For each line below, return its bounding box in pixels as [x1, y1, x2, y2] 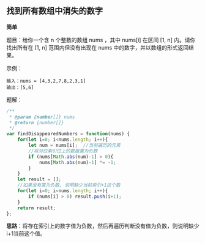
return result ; [17, 204, 56, 211]
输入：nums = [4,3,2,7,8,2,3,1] [6, 78, 86, 84]
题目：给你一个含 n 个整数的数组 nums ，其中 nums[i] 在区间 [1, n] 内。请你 [6, 36, 196, 43]
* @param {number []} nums [9, 114, 75, 120]
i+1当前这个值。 [6, 230, 46, 237]
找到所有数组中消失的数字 [6, 6, 103, 17]
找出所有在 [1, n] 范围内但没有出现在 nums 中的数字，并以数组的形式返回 [6, 43, 189, 51]
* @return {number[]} [9, 119, 64, 125]
